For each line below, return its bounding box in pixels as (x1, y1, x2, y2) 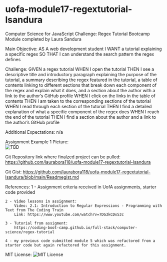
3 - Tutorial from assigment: (5, 220, 68, 226)
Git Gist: (5, 169, 22, 175)
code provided (5, 189, 35, 195)
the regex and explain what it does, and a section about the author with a (5, 87, 155, 93)
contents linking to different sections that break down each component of (5, 82, 156, 88)
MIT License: (5, 251, 32, 257)
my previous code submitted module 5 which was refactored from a (14, 238, 155, 243)
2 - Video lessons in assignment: (5, 199, 77, 204)
